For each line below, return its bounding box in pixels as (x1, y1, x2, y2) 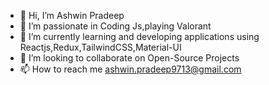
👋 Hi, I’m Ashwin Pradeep (19, 10, 125, 21)
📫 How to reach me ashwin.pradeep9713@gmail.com (19, 63, 242, 75)
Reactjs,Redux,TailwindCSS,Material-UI (19, 41, 182, 53)
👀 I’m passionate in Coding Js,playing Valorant (19, 20, 212, 32)
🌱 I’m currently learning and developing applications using (19, 31, 260, 42)
